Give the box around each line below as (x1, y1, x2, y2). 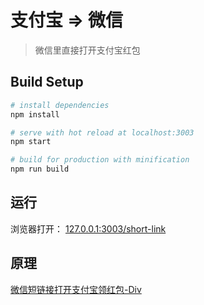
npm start (10, 137, 52, 147)
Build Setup (10, 74, 84, 91)
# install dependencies (10, 100, 110, 110)
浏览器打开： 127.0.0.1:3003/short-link (10, 222, 167, 235)
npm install (10, 109, 60, 120)
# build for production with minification (10, 155, 190, 165)
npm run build (10, 164, 70, 175)
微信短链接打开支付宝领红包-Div (10, 283, 142, 295)
